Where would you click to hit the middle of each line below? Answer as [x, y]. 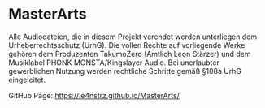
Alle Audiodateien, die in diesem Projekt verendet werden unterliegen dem [133, 37]
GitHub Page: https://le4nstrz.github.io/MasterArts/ [94, 95]
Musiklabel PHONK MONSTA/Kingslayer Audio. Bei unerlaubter [114, 63]
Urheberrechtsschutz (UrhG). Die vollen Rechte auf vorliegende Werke [127, 45]
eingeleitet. [27, 80]
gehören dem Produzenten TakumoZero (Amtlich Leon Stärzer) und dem [130, 54]
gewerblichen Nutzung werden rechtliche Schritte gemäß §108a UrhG [125, 71]
